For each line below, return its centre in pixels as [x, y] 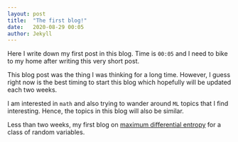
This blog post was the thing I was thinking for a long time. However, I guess [119, 75]
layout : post [27, 14]
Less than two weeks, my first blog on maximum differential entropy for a [114, 125]
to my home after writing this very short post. [74, 61]
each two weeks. [32, 90]
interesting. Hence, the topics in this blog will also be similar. [96, 111]
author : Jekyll [30, 34]
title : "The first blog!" [47, 20]
